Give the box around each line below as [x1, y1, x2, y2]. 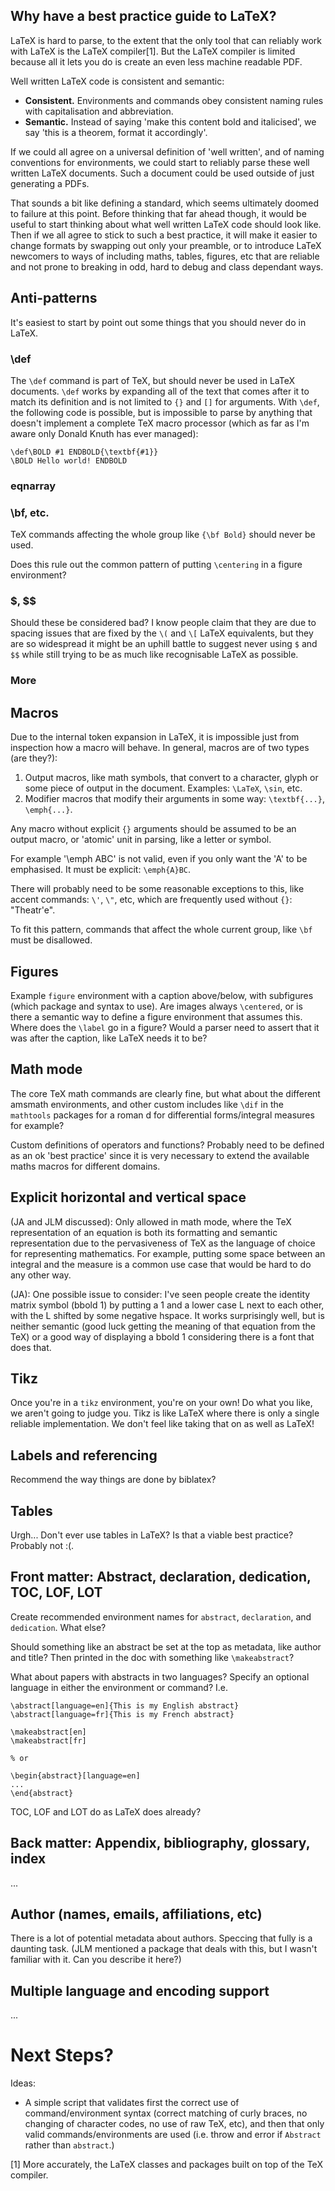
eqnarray [10, 479, 57, 493]
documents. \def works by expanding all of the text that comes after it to [10, 385, 310, 397]
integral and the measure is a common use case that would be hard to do [10, 1258, 312, 1270]
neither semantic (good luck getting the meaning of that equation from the [10, 1320, 316, 1332]
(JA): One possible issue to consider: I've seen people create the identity [10, 1288, 311, 1300]
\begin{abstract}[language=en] [10, 1770, 141, 1781]
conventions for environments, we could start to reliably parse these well [10, 156, 310, 168]
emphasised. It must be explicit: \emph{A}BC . [10, 864, 192, 876]
